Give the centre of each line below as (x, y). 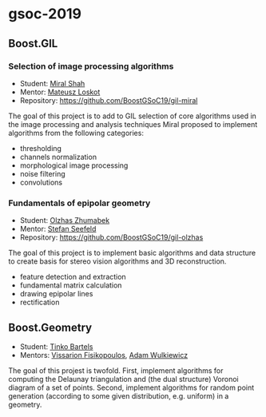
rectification (40, 302)
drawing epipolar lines (56, 294)
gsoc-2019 (45, 14)
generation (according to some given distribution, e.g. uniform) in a (119, 395)
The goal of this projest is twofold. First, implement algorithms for (116, 370)
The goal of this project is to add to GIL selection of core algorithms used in (133, 116)
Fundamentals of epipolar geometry (79, 203)
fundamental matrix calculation (71, 285)
